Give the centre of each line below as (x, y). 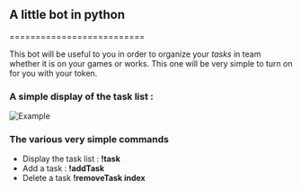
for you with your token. (53, 73)
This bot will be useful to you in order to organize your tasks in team (135, 54)
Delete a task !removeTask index (84, 178)
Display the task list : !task (71, 159)
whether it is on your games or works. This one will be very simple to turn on (151, 63)
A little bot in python (67, 15)
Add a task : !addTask (63, 168)
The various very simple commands (89, 140)
